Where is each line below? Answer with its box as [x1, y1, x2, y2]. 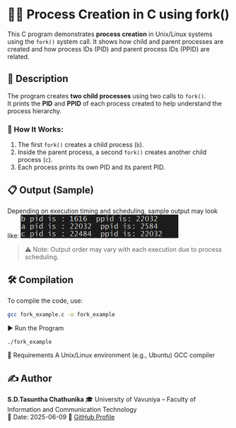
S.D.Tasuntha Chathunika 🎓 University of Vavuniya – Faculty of [7, 395, 196, 404]
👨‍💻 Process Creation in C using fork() [7, 6, 230, 23]
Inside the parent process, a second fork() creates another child [17, 148, 207, 156]
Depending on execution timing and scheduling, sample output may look [7, 207, 218, 215]
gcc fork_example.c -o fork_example [7, 311, 115, 318]
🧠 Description [7, 73, 69, 85]
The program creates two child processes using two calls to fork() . [7, 91, 206, 100]
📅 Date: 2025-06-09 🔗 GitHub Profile [7, 413, 115, 422]
